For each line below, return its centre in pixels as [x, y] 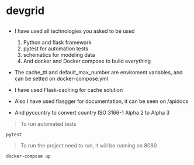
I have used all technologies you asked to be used [75, 31]
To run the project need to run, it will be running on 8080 [89, 145]
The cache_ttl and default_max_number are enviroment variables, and [98, 72]
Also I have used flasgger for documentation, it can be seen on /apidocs [101, 101]
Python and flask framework [57, 42]
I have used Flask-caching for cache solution [69, 90]
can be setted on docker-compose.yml [61, 78]
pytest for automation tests [56, 49]
